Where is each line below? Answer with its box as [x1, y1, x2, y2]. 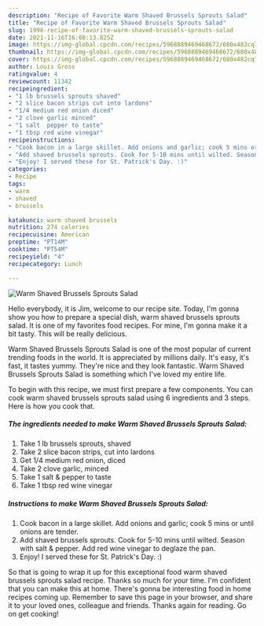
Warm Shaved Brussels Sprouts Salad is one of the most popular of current [8, 344, 251, 354]
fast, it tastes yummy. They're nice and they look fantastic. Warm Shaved [8, 361, 245, 370]
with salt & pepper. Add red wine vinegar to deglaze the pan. [19, 544, 216, 554]
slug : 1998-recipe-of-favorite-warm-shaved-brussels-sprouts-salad [8, 26, 234, 34]
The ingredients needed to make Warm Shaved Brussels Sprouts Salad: [8, 419, 247, 429]
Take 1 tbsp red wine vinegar [19, 481, 113, 491]
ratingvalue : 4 [8, 70, 58, 78]
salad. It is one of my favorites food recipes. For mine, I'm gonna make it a [8, 320, 247, 330]
